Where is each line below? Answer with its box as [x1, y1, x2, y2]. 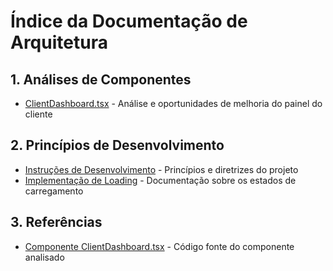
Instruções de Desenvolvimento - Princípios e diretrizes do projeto [24, 163, 299, 175]
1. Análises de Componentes [10, 71, 192, 88]
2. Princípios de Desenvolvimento [10, 137, 225, 154]
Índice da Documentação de [10, 10, 248, 33]
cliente [24, 108, 53, 120]
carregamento [24, 185, 84, 197]
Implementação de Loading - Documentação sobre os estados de [24, 174, 297, 186]
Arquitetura [10, 31, 108, 54]
